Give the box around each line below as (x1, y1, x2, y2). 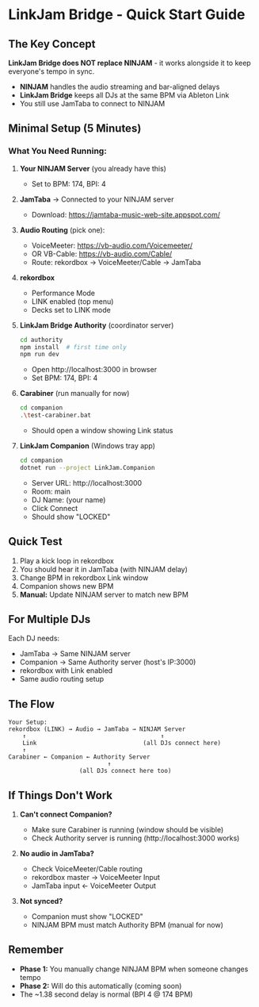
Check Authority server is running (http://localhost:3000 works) (31, 833, 240, 843)
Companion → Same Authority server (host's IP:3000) (19, 657, 196, 667)
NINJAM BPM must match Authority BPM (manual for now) (31, 921, 223, 930)
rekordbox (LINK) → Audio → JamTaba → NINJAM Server (8, 725, 186, 733)
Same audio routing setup (19, 675, 105, 684)
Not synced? (19, 897, 63, 906)
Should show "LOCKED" (31, 512, 111, 521)
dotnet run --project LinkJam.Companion (19, 463, 155, 471)
